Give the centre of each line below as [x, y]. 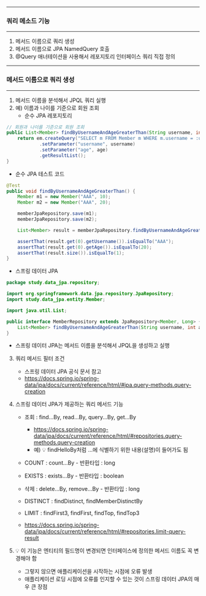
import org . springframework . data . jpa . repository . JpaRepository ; [90, 294]
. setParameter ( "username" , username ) [87, 144]
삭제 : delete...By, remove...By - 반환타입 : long [82, 489]
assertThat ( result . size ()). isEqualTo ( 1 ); [71, 253]
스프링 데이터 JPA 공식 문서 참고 [63, 371]
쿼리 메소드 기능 [28, 21]
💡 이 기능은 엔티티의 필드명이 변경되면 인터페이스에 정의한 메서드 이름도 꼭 [104, 551]
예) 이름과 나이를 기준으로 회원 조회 [57, 107]
